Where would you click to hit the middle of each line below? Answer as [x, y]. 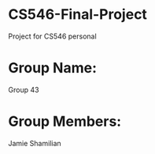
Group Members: [65, 121]
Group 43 [24, 90]
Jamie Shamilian [35, 143]
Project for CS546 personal [52, 36]
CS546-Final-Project [78, 15]
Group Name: [52, 68]
